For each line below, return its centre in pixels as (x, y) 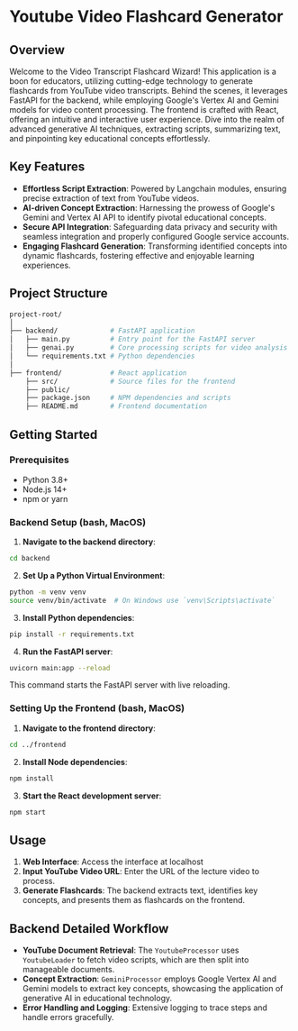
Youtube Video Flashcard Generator (146, 17)
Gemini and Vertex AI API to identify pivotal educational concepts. (144, 217)
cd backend (30, 559)
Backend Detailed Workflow (89, 929)
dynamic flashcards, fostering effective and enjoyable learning (138, 255)
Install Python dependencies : (78, 617)
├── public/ (48, 389)
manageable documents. (68, 970)
